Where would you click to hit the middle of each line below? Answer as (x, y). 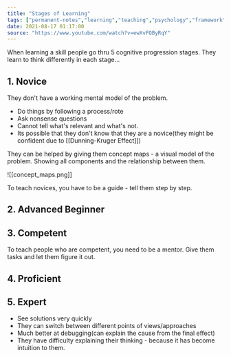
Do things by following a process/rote (70, 112)
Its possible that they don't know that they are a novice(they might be (115, 133)
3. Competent (37, 233)
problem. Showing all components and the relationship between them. (106, 161)
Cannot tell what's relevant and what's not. (78, 126)
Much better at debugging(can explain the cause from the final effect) (116, 333)
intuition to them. (41, 348)
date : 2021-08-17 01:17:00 (46, 26)
